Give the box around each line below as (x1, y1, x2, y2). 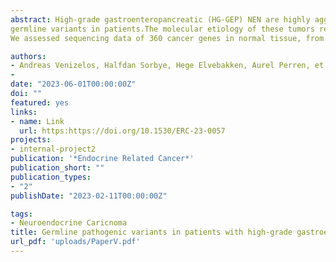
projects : (10, 135, 52, 145)
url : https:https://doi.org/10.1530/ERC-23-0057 (19, 126, 226, 136)
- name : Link (10, 116, 65, 126)
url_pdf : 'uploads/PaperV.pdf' (10, 237, 141, 247)
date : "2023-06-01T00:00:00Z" (10, 79, 137, 90)
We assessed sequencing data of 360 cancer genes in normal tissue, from (10, 33, 325, 43)
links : (10, 107, 38, 117)
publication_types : (10, 172, 92, 182)
